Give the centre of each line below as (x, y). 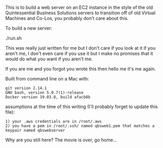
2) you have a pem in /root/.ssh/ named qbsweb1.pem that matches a (80, 126)
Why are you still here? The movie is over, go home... (61, 140)
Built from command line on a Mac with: (47, 79)
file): (10, 112)
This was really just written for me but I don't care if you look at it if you (80, 48)
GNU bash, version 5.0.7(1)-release (44, 93)
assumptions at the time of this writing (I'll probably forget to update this (81, 107)
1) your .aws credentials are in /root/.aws (54, 121)
